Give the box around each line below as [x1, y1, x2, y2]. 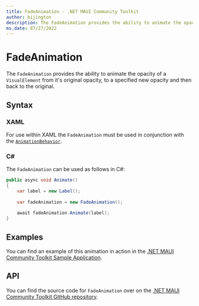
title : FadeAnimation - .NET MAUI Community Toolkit [6, 8, 139, 15]
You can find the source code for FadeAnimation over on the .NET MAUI [6, 286, 180, 294]
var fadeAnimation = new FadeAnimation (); [17, 199, 123, 205]
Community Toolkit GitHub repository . [6, 293, 98, 300]
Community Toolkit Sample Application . [6, 254, 102, 261]
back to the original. [6, 83, 55, 90]
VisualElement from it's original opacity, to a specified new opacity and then [6, 76, 192, 83]
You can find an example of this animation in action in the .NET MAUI [6, 247, 174, 255]
